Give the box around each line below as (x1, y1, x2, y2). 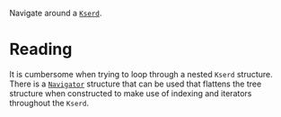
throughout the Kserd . (9, 97, 90, 108)
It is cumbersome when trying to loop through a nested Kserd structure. (9, 68, 274, 79)
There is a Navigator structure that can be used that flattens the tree (9, 78, 262, 89)
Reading (9, 40, 73, 59)
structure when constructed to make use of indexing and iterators (9, 87, 252, 98)
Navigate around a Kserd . (9, 8, 102, 18)
